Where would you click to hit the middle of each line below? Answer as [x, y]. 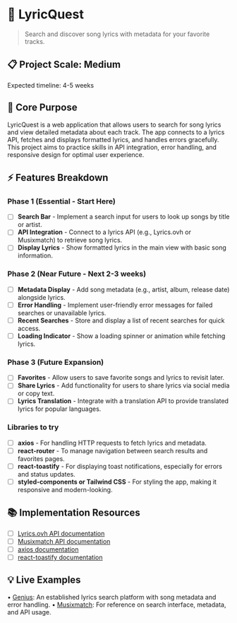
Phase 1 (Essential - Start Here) [62, 201]
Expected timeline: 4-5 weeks [50, 85]
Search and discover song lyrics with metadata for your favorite [117, 34]
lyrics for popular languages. [59, 409]
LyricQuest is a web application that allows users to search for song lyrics [114, 124]
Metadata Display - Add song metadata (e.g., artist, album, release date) [123, 289]
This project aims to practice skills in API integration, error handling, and [112, 147]
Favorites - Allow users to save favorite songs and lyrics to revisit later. [121, 378]
